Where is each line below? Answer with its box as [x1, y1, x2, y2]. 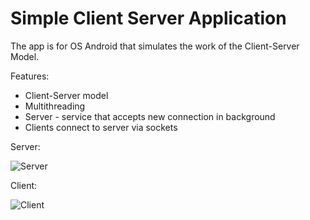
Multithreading [24, 100, 86, 112]
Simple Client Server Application [10, 7, 287, 30]
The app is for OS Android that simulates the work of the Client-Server [10, 40, 300, 52]
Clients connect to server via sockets [24, 121, 178, 133]
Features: [10, 70, 50, 82]
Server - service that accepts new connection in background [24, 110, 276, 122]
